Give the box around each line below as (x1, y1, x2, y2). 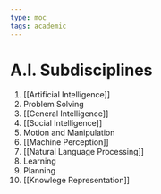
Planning (22, 165, 56, 176)
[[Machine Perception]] (22, 137, 110, 148)
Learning (22, 156, 56, 166)
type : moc (10, 13, 47, 22)
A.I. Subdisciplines (10, 60, 153, 80)
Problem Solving (22, 99, 84, 110)
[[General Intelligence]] (22, 108, 109, 119)
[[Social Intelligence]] (22, 118, 103, 129)
